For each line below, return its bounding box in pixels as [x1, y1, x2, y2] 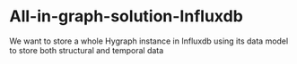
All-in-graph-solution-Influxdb [9, 6, 244, 27]
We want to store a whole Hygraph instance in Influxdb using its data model [9, 36, 289, 46]
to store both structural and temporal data [9, 44, 164, 55]
